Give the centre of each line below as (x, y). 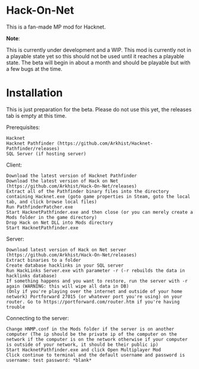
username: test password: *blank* (49, 360)
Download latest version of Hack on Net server (66, 250)
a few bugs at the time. (34, 68)
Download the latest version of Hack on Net (62, 181)
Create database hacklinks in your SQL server (65, 265)
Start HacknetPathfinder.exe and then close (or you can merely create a (100, 212)
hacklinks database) (32, 276)
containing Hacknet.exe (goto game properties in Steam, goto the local (98, 196)
